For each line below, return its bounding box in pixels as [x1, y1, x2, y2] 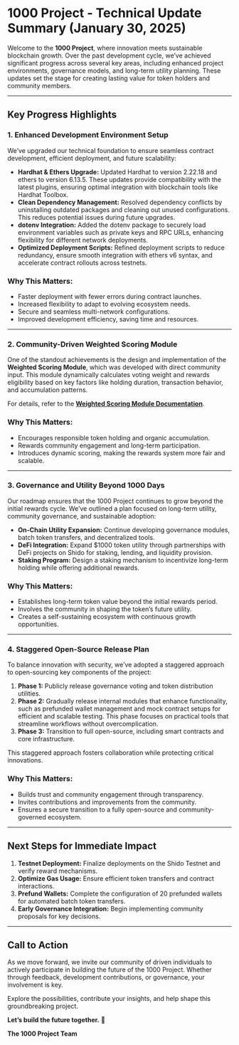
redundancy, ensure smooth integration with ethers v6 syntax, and [17, 250, 213, 259]
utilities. [17, 689, 41, 698]
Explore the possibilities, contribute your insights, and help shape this [7, 994, 211, 1003]
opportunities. [17, 620, 59, 629]
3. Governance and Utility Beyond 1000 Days [7, 480, 165, 490]
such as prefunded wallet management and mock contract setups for [17, 704, 221, 713]
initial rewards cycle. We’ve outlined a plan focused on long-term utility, [7, 504, 217, 513]
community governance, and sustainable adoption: [7, 511, 156, 520]
